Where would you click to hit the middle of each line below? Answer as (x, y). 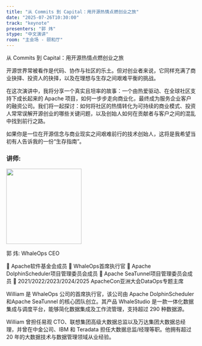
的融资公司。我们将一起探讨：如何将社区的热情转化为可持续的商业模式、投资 (101, 106)
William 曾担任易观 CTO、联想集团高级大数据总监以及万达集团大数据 (91, 322)
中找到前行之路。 (27, 121)
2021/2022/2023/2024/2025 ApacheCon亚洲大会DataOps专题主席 (101, 282)
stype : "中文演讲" (28, 34)
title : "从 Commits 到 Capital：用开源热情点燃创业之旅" (73, 12)
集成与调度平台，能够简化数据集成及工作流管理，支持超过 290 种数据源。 (97, 309)
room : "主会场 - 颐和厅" (35, 40)
